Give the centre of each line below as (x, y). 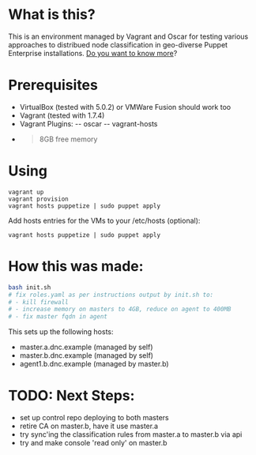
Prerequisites (53, 85)
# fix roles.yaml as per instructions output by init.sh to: (111, 295)
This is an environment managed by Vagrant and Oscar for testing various (128, 36)
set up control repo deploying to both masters (94, 418)
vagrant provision (38, 199)
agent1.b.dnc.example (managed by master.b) (94, 364)
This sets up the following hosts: (61, 332)
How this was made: (76, 266)
